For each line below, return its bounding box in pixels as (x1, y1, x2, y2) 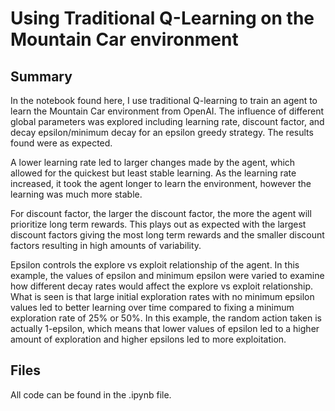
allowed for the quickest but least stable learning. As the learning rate (10, 167, 297, 179)
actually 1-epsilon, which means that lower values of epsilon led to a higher (10, 323, 320, 334)
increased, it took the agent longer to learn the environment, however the (10, 178, 312, 189)
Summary (10, 68, 73, 85)
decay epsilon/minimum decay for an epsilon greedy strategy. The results (10, 127, 314, 138)
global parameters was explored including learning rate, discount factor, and (10, 116, 325, 127)
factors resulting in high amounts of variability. (10, 240, 202, 251)
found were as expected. (10, 137, 113, 149)
